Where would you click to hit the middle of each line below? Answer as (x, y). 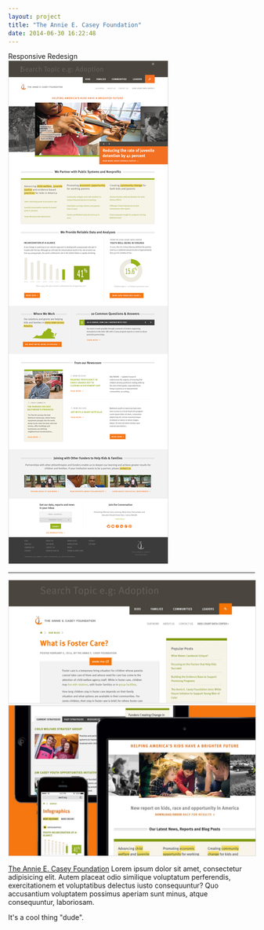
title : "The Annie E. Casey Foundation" (75, 25)
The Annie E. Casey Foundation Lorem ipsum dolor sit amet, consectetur (125, 869)
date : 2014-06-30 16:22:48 (52, 33)
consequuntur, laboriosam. (51, 903)
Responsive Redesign (43, 57)
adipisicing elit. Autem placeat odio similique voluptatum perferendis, (119, 877)
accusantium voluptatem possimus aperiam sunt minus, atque (108, 894)
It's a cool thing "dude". (46, 917)
